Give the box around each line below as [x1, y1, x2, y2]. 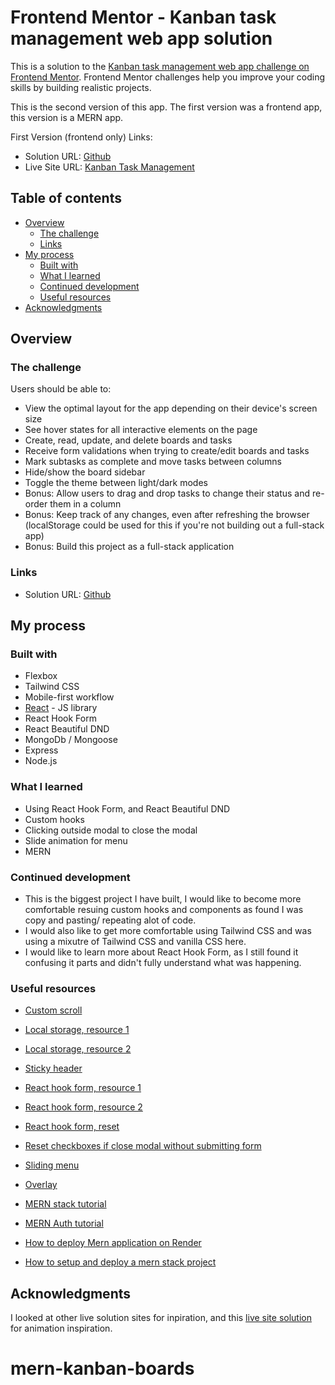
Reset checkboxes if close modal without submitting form [24, 1140, 262, 1152]
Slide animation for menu [24, 834, 128, 846]
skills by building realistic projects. [10, 81, 152, 93]
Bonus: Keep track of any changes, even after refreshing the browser [24, 509, 310, 521]
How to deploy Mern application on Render [24, 1237, 202, 1249]
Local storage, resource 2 [24, 1043, 132, 1055]
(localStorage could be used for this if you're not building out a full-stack [24, 519, 325, 531]
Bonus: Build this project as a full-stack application [24, 541, 235, 553]
